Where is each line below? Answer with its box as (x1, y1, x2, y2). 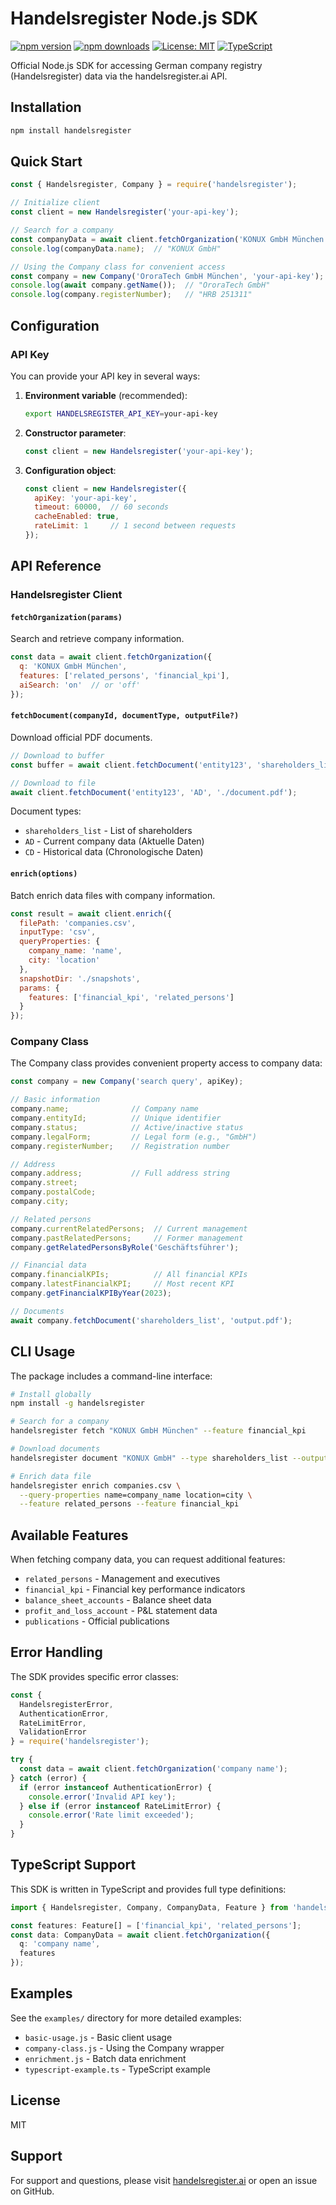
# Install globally (10, 1389, 92, 1399)
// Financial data (10, 1260, 87, 1271)
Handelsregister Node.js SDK (10, 7, 259, 30)
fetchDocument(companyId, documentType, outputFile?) (10, 711, 240, 721)
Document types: (10, 805, 82, 817)
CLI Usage (10, 1343, 76, 1361)
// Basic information (10, 1095, 101, 1105)
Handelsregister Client (10, 588, 123, 602)
